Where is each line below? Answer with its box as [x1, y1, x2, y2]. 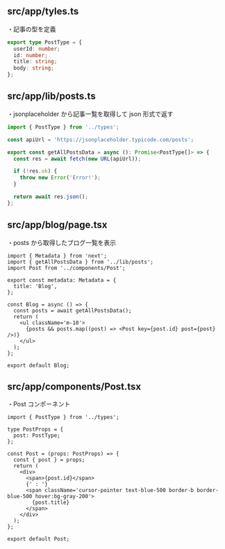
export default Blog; [7, 362, 70, 369]
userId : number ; [13, 45, 60, 52]
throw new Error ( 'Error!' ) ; [19, 174, 101, 182]
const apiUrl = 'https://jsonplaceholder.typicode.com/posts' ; [7, 136, 194, 143]
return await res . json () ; [13, 193, 89, 200]
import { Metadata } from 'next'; [7, 252, 108, 260]
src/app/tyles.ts [7, 6, 79, 17]
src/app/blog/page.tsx [7, 219, 108, 231]
